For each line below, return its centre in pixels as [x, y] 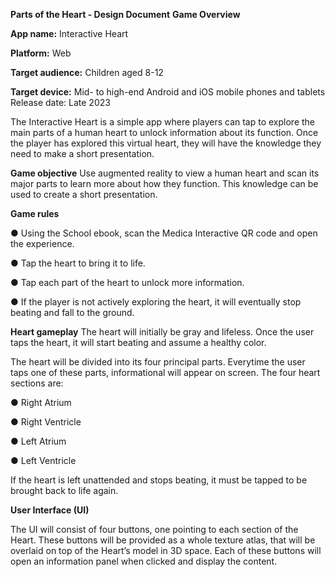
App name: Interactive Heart [69, 33]
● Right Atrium [41, 402]
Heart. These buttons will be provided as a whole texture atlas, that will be [163, 540]
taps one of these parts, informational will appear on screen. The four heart [165, 372]
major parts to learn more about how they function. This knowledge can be [164, 183]
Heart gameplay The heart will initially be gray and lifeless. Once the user [162, 332]
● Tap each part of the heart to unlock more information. [127, 282]
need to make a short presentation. [82, 153]
